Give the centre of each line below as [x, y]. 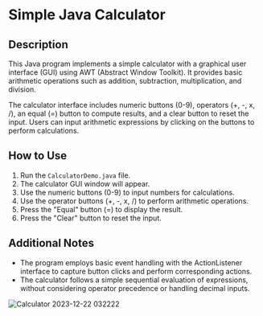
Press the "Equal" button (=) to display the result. [101, 209]
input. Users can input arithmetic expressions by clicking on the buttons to [131, 122]
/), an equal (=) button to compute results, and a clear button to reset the [129, 113]
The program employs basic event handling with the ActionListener [131, 262]
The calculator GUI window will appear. [85, 183]
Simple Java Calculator [87, 15]
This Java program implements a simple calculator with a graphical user [127, 64]
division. [22, 89]
